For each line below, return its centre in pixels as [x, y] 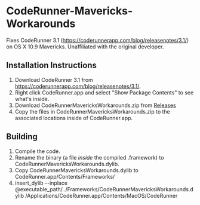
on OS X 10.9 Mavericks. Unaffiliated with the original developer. [85, 47]
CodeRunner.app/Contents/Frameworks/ [65, 176]
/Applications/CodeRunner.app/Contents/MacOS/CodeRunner [101, 195]
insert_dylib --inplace [41, 183]
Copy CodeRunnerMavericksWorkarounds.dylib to [77, 170]
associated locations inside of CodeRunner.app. [74, 118]
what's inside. [32, 99]
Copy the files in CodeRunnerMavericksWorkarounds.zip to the [92, 111]
